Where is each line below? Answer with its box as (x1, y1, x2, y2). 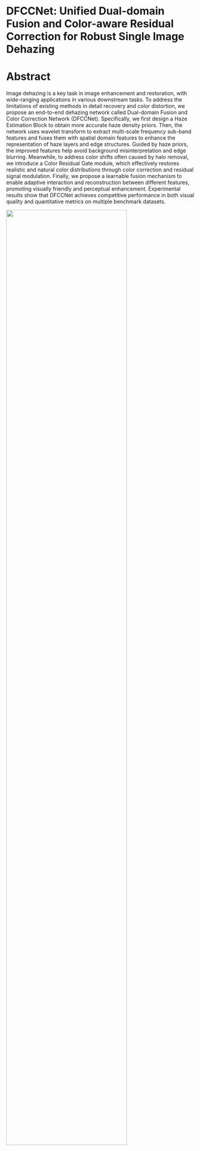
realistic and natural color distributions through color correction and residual (6, 166, 194, 173)
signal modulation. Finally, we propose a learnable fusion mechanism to (6, 173, 182, 180)
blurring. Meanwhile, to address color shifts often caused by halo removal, (6, 153, 189, 161)
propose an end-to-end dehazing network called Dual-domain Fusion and (6, 109, 188, 116)
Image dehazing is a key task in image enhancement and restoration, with (6, 90, 187, 97)
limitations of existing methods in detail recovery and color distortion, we (6, 103, 185, 110)
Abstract (6, 70, 51, 83)
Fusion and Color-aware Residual (6, 17, 174, 31)
